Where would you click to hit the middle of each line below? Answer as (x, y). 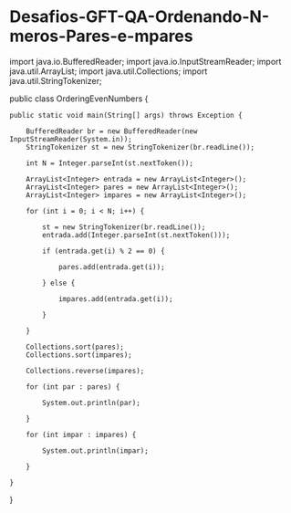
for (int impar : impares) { (81, 434)
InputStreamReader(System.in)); (71, 139)
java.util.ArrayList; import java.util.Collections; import (109, 71)
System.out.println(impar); (95, 450)
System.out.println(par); (92, 403)
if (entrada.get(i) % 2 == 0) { (104, 251)
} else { (59, 283)
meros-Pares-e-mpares (101, 36)
